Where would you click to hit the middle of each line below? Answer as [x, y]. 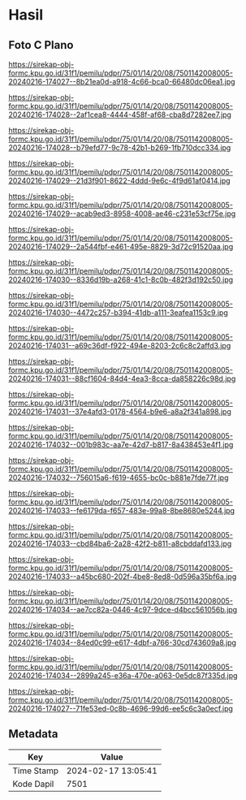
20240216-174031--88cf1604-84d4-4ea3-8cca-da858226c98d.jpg [122, 378]
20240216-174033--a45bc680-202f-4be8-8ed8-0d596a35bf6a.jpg [123, 577]
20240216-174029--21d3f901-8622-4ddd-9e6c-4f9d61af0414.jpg [119, 181]
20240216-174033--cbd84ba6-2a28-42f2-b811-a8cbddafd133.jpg [120, 543]
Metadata [33, 734]
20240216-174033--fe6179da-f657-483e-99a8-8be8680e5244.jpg [122, 510]
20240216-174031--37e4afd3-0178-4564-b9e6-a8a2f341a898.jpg [120, 411]
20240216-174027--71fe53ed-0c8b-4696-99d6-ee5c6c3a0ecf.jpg [121, 709]
